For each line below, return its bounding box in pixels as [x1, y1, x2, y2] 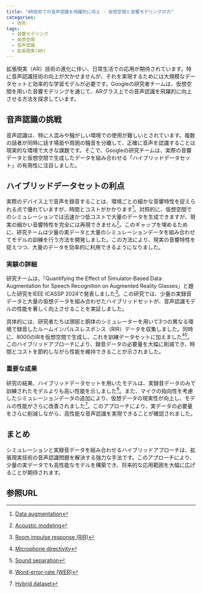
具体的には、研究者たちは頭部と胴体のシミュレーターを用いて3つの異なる [6, 318, 188, 325]
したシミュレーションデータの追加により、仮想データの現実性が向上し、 [6, 395, 185, 402]
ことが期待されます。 [11, 469, 64, 476]
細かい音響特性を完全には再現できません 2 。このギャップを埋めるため [16, 220, 188, 228]
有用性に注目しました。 [22, 162, 80, 169]
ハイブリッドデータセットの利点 [6, 181, 125, 191]
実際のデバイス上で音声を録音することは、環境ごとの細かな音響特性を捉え [6, 198, 191, 205]
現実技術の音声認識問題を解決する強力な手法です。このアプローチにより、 [11, 454, 195, 461]
